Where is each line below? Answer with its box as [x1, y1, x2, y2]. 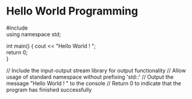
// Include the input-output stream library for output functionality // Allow [6, 66, 187, 74]
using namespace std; [6, 30, 61, 37]
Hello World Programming [6, 4, 138, 18]
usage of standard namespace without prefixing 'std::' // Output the [6, 73, 174, 80]
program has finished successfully [6, 86, 92, 93]
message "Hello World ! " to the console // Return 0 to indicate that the [6, 80, 182, 87]
